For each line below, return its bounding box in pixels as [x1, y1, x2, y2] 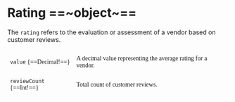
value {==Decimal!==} [10, 58, 70, 66]
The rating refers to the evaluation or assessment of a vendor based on [7, 28, 216, 36]
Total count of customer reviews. [76, 80, 158, 88]
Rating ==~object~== [7, 5, 137, 21]
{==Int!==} [10, 84, 39, 92]
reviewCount [10, 78, 45, 85]
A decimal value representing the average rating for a [76, 54, 208, 62]
